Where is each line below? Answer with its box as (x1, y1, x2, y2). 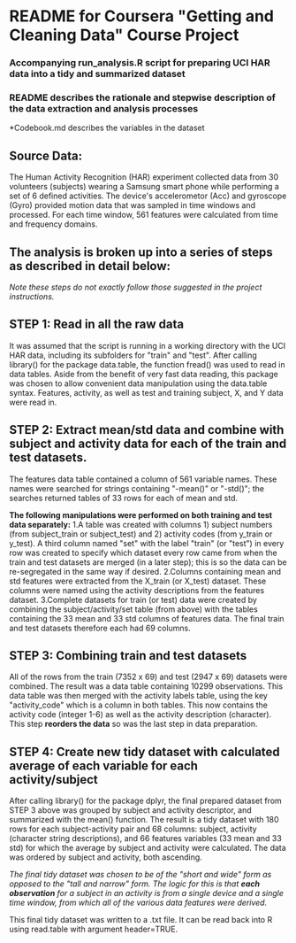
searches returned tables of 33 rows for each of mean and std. (9, 492, 239, 503)
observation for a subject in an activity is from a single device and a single (9, 888, 285, 899)
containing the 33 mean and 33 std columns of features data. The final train (9, 613, 285, 623)
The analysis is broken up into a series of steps (9, 244, 273, 259)
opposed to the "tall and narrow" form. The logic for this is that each (9, 878, 261, 889)
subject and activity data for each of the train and (9, 437, 287, 452)
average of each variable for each (9, 758, 199, 773)
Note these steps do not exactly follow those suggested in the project (9, 282, 262, 293)
